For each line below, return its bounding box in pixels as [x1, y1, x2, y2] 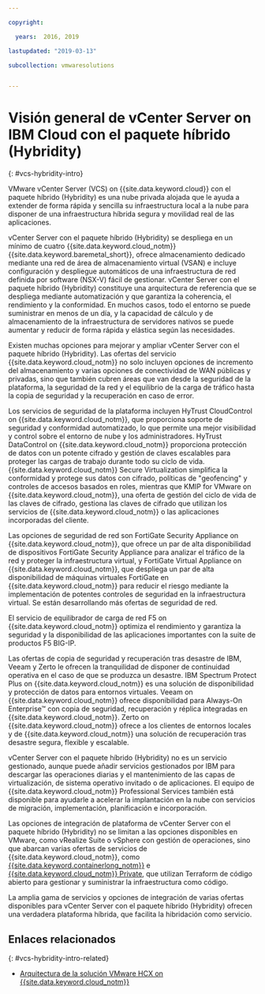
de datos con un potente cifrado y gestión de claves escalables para [8, 448, 231, 458]
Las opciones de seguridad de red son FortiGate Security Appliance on [8, 531, 239, 540]
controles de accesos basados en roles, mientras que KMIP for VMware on [8, 482, 252, 491]
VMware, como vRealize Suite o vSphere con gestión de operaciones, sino [8, 835, 251, 845]
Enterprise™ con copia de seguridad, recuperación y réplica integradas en [8, 704, 248, 713]
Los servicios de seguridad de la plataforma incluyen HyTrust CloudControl [8, 406, 252, 416]
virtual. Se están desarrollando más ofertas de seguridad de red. [8, 598, 218, 608]
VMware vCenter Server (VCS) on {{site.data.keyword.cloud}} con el [8, 184, 231, 194]
